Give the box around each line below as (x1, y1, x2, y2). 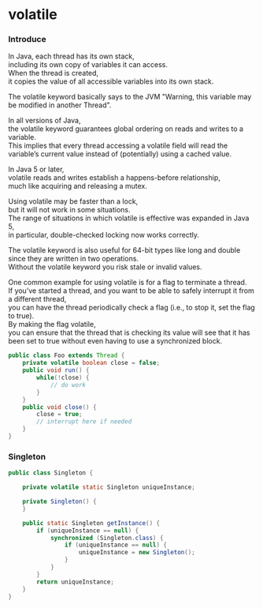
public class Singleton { (8, 469, 93, 477)
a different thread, (8, 295, 67, 304)
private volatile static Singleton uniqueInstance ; (22, 483, 195, 491)
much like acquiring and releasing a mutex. (8, 182, 147, 191)
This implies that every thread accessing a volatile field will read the (8, 141, 228, 151)
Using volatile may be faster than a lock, (8, 197, 139, 206)
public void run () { (22, 366, 90, 374)
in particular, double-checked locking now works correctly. (8, 231, 199, 240)
